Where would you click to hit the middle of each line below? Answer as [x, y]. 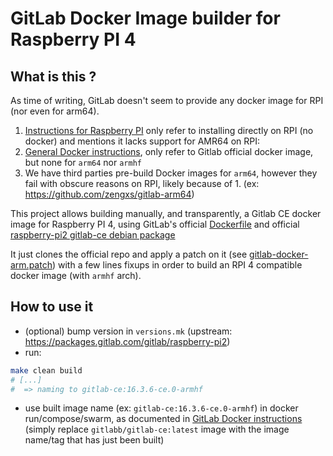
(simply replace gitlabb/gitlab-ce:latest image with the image [157, 429]
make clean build [46, 370]
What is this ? [53, 76]
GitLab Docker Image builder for [145, 18]
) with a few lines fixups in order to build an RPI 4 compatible [177, 265]
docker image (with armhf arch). [76, 275]
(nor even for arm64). [55, 111]
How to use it [52, 307]
